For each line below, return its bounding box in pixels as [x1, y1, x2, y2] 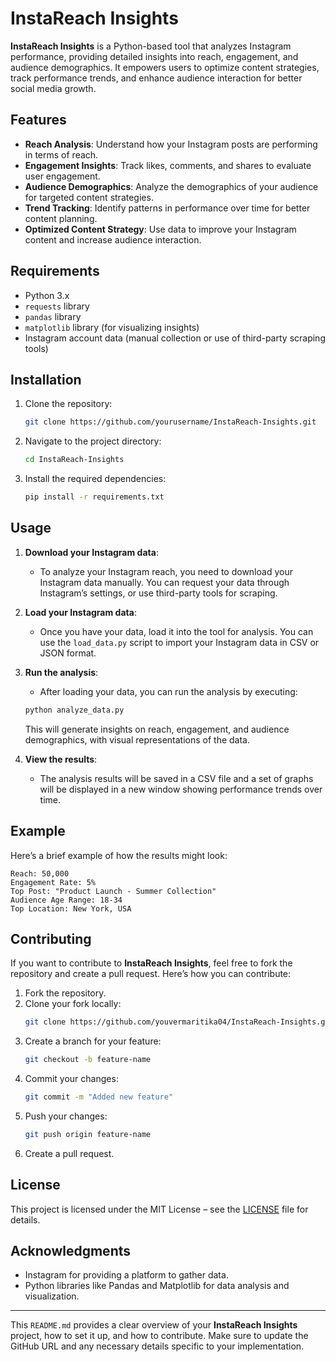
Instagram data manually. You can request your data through [39, 576, 290, 588]
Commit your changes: [24, 1073, 119, 1085]
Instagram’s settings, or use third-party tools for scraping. [39, 587, 278, 599]
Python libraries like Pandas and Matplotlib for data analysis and [24, 1280, 290, 1292]
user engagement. [24, 170, 101, 182]
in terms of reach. [24, 148, 99, 161]
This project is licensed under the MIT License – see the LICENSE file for [10, 1203, 309, 1215]
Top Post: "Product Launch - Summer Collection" [10, 886, 217, 896]
